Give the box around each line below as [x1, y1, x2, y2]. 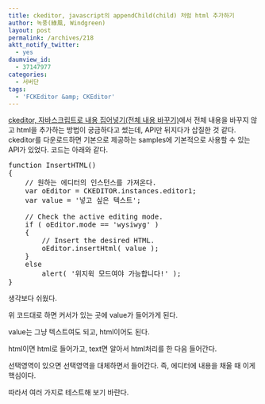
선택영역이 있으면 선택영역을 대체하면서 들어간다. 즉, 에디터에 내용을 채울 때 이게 [8, 361, 256, 371]
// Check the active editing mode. [25, 212, 163, 222]
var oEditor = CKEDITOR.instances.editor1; [25, 187, 197, 196]
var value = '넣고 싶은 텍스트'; [25, 196, 141, 205]
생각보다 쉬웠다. [8, 294, 58, 303]
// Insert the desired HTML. [41, 236, 156, 246]
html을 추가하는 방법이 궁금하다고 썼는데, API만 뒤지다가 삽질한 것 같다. [16, 125, 236, 135]
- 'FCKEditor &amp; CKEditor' [15, 93, 115, 101]
